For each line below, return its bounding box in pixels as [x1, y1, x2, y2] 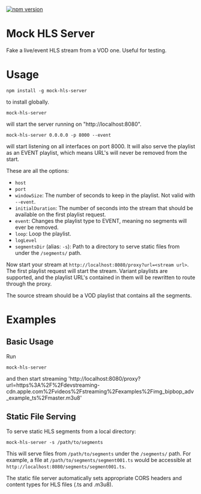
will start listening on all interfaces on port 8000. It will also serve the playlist [6, 142, 196, 150]
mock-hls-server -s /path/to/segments [6, 439, 103, 445]
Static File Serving [6, 411, 76, 422]
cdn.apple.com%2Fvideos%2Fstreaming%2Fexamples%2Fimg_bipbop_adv [6, 387, 194, 395]
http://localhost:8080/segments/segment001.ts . [6, 463, 127, 470]
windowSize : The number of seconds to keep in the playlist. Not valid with [14, 192, 196, 199]
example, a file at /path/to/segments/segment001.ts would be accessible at [6, 456, 191, 463]
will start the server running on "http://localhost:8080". [6, 120, 142, 128]
